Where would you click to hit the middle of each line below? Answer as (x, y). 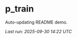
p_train (20, 9)
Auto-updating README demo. (36, 22)
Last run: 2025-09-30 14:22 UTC (38, 31)
